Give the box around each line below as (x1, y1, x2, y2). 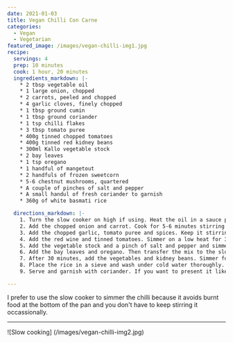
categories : (7, 23, 42, 30)
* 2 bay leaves (19, 152, 64, 160)
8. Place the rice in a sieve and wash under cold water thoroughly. (19, 262, 225, 269)
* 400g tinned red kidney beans (19, 140, 113, 147)
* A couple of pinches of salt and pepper (19, 185, 144, 192)
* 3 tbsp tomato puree (19, 126, 85, 133)
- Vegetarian (13, 36, 51, 43)
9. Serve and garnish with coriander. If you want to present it (19, 268, 213, 275)
